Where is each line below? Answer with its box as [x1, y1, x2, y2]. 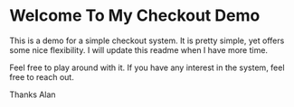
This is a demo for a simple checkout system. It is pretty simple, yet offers [9, 35, 285, 46]
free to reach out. [9, 71, 74, 82]
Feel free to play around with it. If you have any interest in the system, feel [9, 62, 285, 73]
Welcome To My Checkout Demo [9, 5, 261, 26]
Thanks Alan [9, 89, 56, 100]
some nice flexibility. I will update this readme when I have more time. [9, 44, 269, 55]
